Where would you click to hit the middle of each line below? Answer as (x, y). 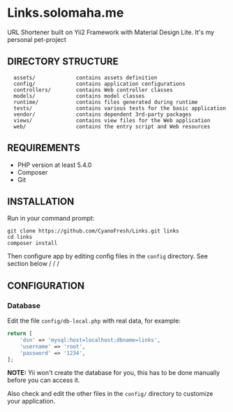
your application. (31, 401)
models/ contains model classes (79, 96)
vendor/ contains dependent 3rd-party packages (103, 114)
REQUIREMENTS (44, 148)
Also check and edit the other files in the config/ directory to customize (110, 394)
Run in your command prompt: (51, 219)
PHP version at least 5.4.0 (54, 165)
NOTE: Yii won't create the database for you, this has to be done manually (114, 373)
